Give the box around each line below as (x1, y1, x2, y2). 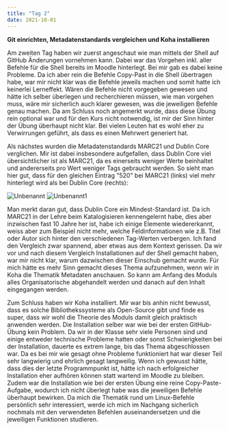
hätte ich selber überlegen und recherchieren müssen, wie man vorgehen (7, 92, 214, 100)
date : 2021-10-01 (7, 16, 57, 23)
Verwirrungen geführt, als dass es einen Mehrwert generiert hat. (7, 128, 189, 137)
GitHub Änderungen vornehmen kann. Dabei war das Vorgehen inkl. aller (7, 56, 212, 64)
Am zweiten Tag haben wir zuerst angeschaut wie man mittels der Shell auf (7, 49, 219, 57)
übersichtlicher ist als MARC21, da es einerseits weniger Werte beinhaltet (7, 156, 213, 165)
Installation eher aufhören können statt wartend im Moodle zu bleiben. (7, 371, 205, 379)
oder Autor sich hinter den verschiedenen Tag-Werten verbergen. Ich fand (7, 234, 217, 242)
